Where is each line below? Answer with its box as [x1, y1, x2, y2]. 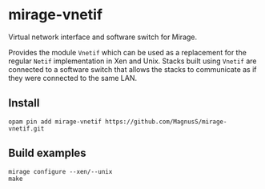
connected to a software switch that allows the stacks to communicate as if [8, 64, 258, 74]
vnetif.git [8, 124, 45, 133]
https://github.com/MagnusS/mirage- [105, 118, 227, 126]
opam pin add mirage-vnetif [8, 118, 102, 126]
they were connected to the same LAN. [8, 73, 138, 82]
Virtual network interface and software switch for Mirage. [8, 32, 198, 42]
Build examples [8, 147, 86, 160]
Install [8, 96, 40, 110]
